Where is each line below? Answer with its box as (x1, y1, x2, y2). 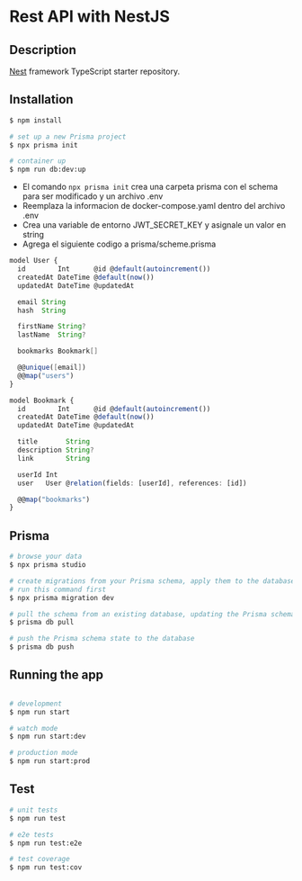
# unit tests (9, 805, 58, 814)
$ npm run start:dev (9, 732, 87, 742)
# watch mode (9, 724, 58, 733)
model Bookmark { (9, 396, 75, 405)
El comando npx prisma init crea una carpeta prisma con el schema (22, 182, 279, 193)
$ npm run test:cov (9, 863, 83, 872)
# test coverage (9, 855, 70, 864)
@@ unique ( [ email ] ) (17, 363, 87, 373)
